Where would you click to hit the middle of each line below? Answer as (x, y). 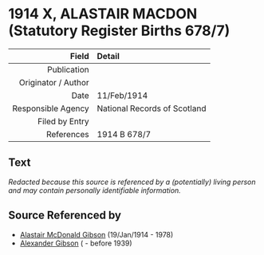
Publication (68, 69)
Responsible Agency (51, 108)
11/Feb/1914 (122, 95)
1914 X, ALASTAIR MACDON (103, 14)
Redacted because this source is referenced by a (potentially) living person (132, 182)
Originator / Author (54, 82)
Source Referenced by (65, 216)
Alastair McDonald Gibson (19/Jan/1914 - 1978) (97, 234)
